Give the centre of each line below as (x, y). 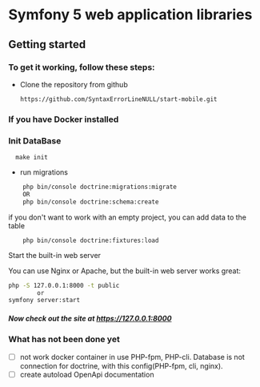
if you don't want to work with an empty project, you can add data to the (127, 217)
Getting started (47, 44)
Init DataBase (35, 140)
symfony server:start (44, 300)
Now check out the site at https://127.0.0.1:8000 (90, 318)
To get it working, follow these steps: (82, 67)
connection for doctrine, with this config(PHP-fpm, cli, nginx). (121, 365)
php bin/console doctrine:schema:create (91, 202)
